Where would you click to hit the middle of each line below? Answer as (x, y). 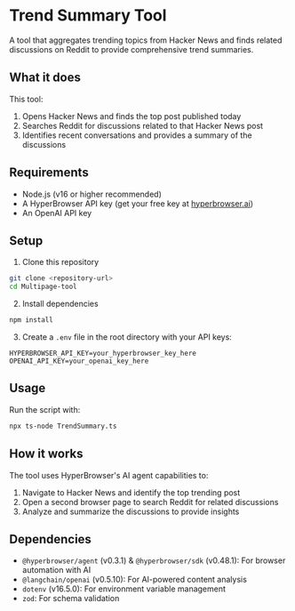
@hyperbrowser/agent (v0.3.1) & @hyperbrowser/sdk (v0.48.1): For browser (154, 560)
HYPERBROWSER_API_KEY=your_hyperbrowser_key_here (103, 353)
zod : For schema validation (71, 599)
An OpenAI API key (57, 213)
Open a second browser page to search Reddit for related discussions (150, 502)
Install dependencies (60, 304)
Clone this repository (60, 262)
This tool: (26, 99)
